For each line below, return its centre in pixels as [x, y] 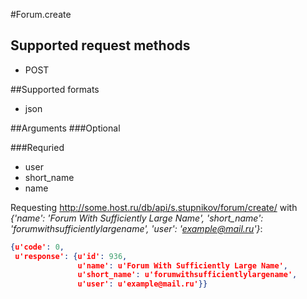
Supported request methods [100, 45]
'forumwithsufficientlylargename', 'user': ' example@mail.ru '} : [136, 228]
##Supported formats [55, 89]
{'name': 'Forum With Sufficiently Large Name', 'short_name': [137, 218]
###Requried [37, 147]
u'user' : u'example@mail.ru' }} [142, 284]
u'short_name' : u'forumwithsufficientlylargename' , [187, 275]
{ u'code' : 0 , [37, 247]
